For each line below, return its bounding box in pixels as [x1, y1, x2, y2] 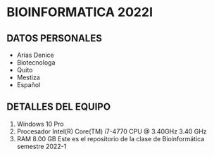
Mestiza [16, 73, 40, 82]
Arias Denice [16, 51, 54, 59]
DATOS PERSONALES [6, 32, 103, 44]
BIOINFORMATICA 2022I [6, 4, 153, 20]
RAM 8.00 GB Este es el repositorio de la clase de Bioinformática [16, 134, 205, 143]
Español [16, 81, 41, 89]
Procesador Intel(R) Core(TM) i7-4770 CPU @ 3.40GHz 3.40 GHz [16, 127, 207, 136]
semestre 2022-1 [16, 142, 67, 150]
